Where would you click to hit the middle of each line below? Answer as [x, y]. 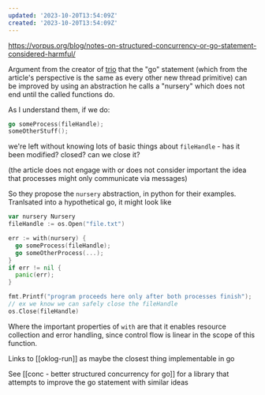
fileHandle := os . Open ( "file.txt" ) [67, 224]
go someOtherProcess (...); [60, 253]
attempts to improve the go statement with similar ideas [99, 382]
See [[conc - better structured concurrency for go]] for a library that [119, 374]
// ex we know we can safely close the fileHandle [93, 304]
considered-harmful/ [42, 54]
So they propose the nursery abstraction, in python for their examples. [122, 194]
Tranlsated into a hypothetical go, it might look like [90, 202]
